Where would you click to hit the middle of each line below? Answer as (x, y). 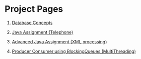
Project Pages (34, 9)
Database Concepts (32, 23)
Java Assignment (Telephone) (42, 32)
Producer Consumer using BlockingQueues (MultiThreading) (74, 51)
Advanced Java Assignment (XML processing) (59, 42)
